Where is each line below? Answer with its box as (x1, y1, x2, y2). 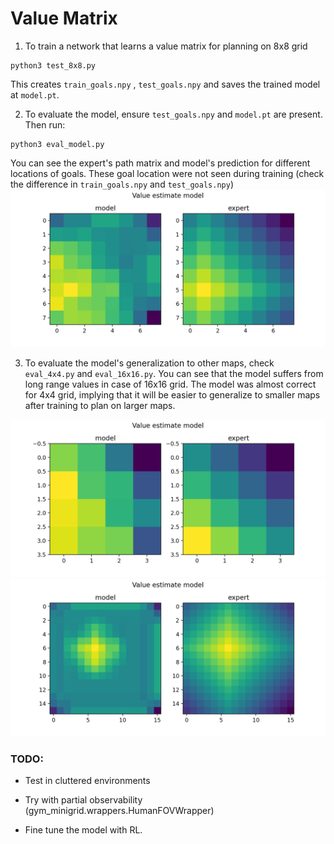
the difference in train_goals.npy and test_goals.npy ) (10, 178, 234, 190)
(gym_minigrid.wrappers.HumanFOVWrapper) (24, 805, 215, 817)
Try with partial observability (24, 794, 143, 806)
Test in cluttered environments (24, 775, 151, 787)
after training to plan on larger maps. (24, 399, 176, 411)
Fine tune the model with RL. (24, 824, 143, 836)
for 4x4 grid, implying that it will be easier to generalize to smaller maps (24, 388, 321, 401)
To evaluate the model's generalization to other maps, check (24, 357, 275, 369)
